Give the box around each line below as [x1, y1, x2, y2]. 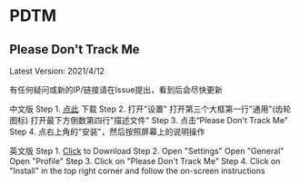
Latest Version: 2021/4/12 [9, 65, 105, 76]
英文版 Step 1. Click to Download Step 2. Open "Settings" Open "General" [9, 146, 285, 156]
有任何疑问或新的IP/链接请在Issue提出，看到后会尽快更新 [9, 84, 223, 95]
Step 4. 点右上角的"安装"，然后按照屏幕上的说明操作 [9, 126, 205, 137]
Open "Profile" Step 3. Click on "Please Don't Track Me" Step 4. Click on [9, 156, 281, 166]
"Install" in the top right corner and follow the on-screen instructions [9, 165, 265, 176]
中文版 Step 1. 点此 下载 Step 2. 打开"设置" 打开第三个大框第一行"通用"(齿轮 [9, 103, 292, 114]
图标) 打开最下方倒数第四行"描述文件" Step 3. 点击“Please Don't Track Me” [9, 115, 288, 125]
